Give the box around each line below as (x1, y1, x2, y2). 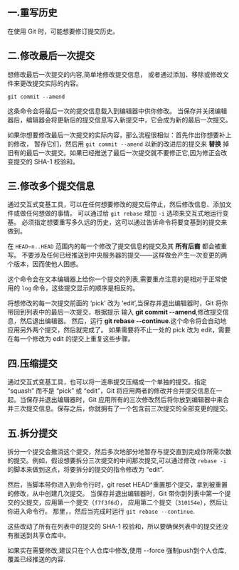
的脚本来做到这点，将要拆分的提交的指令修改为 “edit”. (7, 465, 164, 474)
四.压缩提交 (7, 357, 58, 369)
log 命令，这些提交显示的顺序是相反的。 (21, 284, 139, 292)
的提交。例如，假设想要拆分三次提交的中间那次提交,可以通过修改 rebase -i (7, 456, 227, 465)
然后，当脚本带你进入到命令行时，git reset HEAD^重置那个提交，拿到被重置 (7, 480, 228, 489)
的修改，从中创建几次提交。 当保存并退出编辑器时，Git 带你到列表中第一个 (7, 490, 225, 498)
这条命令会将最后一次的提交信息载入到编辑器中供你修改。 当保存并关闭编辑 (7, 106, 228, 115)
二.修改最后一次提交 (7, 50, 95, 62)
